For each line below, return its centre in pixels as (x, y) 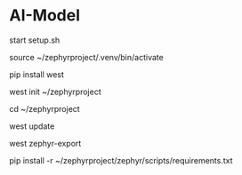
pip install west (37, 74)
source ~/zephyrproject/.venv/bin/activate (87, 57)
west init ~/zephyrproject (55, 91)
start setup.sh (35, 40)
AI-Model (45, 16)
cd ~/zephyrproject (44, 108)
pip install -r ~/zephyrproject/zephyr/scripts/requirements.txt (121, 160)
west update (32, 126)
